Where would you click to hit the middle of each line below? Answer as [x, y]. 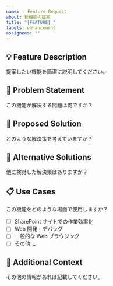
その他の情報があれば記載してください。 [54, 277]
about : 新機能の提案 [28, 17]
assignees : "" [23, 33]
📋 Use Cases [31, 191]
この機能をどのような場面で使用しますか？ [57, 209]
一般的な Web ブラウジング [47, 236]
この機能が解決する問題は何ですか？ [50, 105]
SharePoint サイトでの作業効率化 [54, 222]
